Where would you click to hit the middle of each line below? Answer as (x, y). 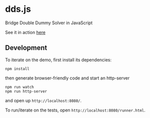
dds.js (18, 9)
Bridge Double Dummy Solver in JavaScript (49, 23)
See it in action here (25, 32)
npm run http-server (26, 91)
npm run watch (20, 87)
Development (26, 48)
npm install (17, 69)
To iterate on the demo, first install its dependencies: (58, 60)
